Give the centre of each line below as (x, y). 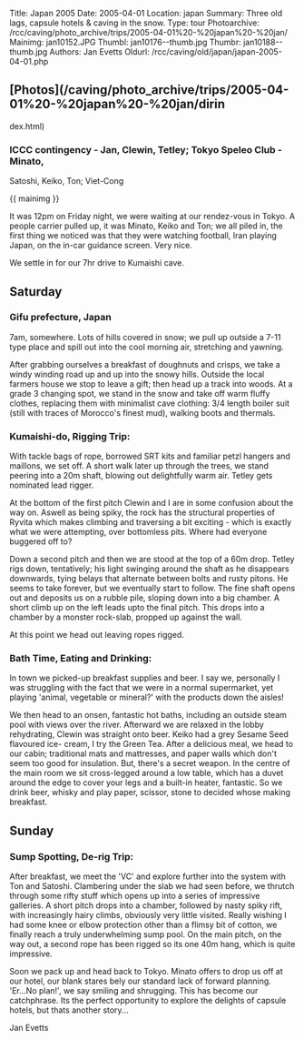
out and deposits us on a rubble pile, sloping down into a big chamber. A (144, 598)
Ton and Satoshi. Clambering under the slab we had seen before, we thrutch (152, 886)
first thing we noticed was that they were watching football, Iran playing (143, 236)
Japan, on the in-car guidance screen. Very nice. (101, 246)
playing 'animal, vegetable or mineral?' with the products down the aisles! (147, 697)
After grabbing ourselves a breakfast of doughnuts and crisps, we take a (145, 364)
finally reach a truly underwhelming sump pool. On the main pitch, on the (146, 934)
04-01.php (29, 61)
